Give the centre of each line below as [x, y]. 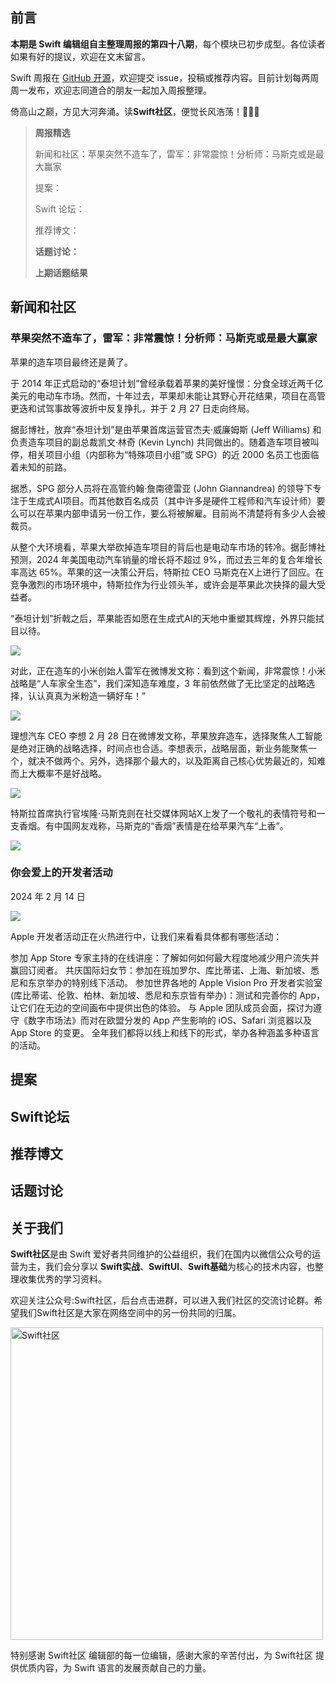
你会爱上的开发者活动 [61, 873]
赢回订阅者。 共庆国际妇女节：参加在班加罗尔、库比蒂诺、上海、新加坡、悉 [165, 970]
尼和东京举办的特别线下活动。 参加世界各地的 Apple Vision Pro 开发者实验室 [166, 982]
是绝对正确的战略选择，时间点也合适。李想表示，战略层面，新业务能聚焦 [159, 748]
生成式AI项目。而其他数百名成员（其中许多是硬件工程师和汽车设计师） [172, 500]
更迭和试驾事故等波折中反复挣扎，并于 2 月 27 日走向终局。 [132, 408]
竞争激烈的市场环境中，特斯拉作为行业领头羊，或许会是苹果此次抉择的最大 [163, 584]
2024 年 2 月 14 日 [48, 896]
